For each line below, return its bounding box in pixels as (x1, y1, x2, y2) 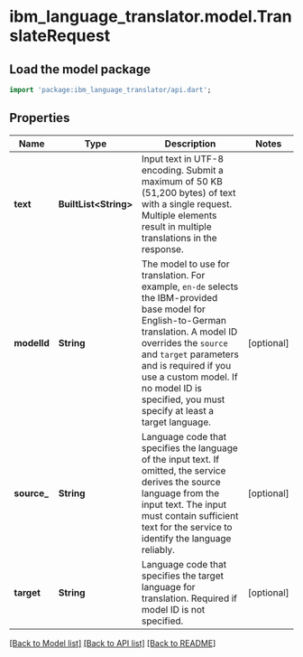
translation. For (141, 268, 206, 281)
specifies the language (141, 441, 239, 454)
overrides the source (141, 336, 228, 349)
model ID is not (141, 603, 206, 615)
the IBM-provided (141, 291, 218, 304)
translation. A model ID (141, 325, 238, 338)
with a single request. (141, 197, 233, 210)
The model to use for (141, 258, 230, 270)
